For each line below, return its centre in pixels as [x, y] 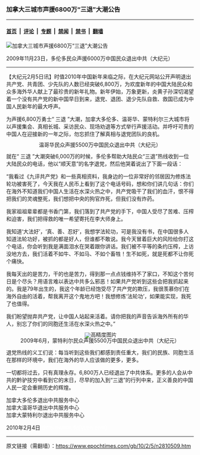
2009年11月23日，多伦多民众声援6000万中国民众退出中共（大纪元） [90, 58]
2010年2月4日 [23, 428]
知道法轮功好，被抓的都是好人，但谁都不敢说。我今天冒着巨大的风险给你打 [97, 239]
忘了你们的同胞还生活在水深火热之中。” [69, 324]
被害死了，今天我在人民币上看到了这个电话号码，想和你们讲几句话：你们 [105, 184]
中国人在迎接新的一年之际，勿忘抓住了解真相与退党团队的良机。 [84, 134]
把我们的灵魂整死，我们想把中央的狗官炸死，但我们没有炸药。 [82, 199]
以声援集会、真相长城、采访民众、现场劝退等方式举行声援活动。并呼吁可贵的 [100, 126]
